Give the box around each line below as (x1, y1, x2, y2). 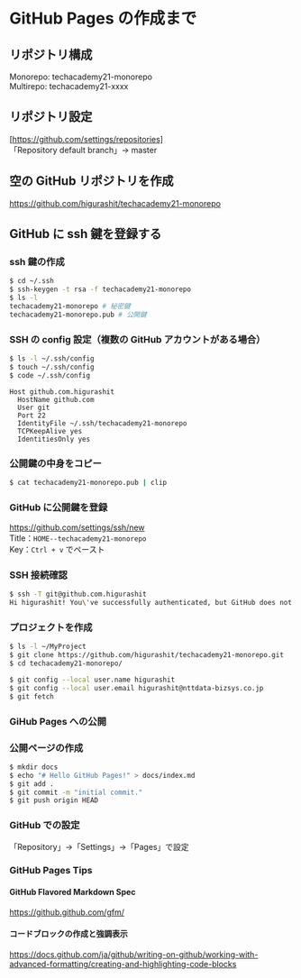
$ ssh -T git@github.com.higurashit (9, 590, 147, 599)
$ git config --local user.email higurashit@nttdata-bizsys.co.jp (9, 683, 264, 692)
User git (17, 403, 50, 412)
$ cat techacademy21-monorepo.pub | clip (9, 478, 168, 487)
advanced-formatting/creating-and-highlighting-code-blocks (9, 958, 237, 969)
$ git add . (9, 779, 54, 789)
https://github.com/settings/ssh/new (9, 522, 146, 533)
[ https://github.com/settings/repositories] (9, 133, 164, 144)
